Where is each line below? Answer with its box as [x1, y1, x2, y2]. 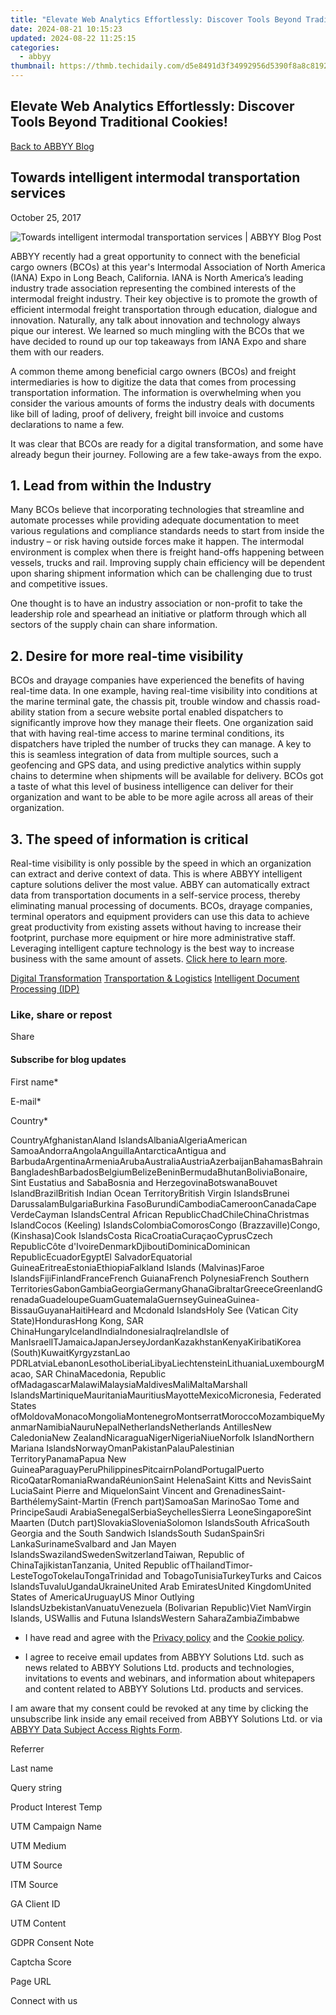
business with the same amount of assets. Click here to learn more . [10, 953, 288, 965]
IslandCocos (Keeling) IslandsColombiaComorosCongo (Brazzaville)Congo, [10, 1219, 321, 1231]
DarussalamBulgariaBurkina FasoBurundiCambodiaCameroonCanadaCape [10, 1197, 317, 1210]
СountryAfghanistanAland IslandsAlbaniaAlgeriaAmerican [10, 1134, 248, 1146]
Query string [10, 1781, 63, 1793]
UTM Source [10, 1859, 63, 1871]
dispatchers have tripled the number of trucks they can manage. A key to [10, 738, 312, 750]
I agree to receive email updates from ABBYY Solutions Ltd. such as [24, 1651, 305, 1663]
